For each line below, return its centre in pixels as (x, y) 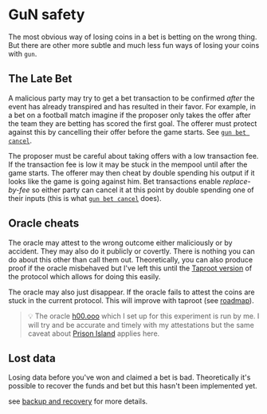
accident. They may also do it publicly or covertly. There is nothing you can (132, 251)
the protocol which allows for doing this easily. (84, 276)
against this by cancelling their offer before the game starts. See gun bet (128, 132)
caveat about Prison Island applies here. (94, 333)
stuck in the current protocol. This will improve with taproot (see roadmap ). (131, 300)
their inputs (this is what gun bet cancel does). (85, 198)
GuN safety (47, 15)
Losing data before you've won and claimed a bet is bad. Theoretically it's (130, 377)
